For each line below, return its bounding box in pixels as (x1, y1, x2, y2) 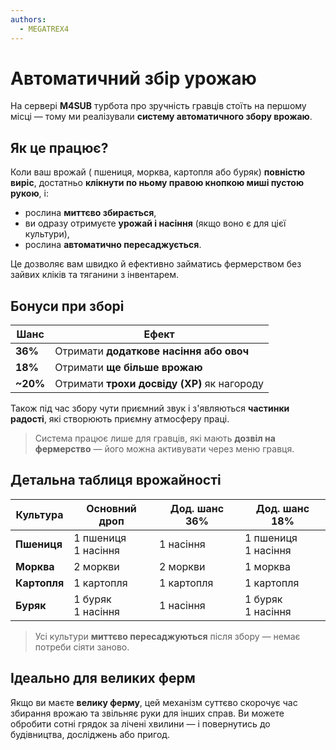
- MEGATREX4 (19, 24, 70, 34)
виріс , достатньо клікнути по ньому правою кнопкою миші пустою (10, 177, 305, 189)
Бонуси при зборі (10, 297, 125, 315)
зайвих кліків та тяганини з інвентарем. (10, 269, 179, 281)
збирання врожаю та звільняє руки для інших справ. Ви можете (10, 707, 285, 719)
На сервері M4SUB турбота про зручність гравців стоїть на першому (10, 100, 307, 112)
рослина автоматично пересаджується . (24, 239, 202, 251)
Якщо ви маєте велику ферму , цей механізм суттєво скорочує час (10, 696, 298, 708)
